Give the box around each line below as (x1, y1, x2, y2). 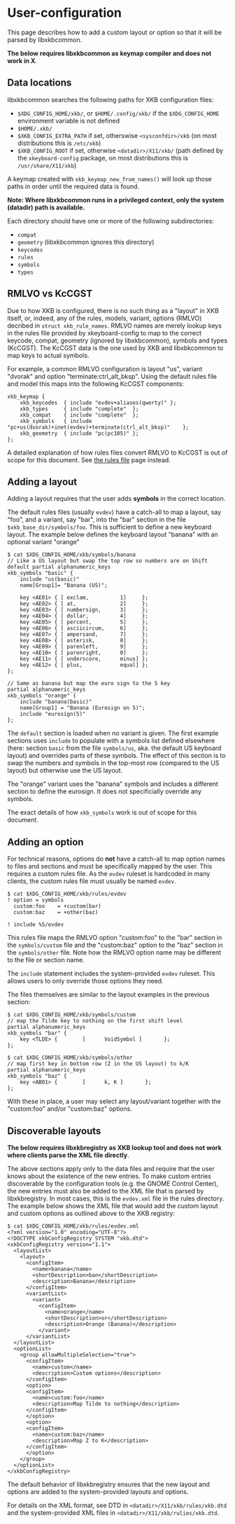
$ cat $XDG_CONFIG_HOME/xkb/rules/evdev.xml (7, 1223, 139, 1230)
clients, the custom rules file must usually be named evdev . (7, 877, 176, 885)
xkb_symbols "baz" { (7, 1073, 68, 1080)
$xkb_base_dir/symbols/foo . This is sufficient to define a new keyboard (7, 523, 212, 532)
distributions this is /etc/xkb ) (17, 139, 101, 147)
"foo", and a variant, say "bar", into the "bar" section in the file (7, 515, 187, 524)
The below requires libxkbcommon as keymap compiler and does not (7, 49, 212, 57)
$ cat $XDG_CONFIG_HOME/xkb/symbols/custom (7, 1011, 136, 1018)
